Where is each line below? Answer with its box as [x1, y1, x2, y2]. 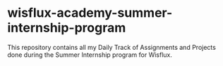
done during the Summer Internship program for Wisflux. [7, 51, 173, 59]
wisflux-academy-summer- [7, 5, 173, 21]
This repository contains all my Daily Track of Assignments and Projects [7, 43, 217, 51]
